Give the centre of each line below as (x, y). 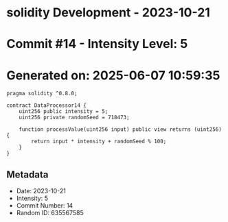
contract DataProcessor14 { (47, 106)
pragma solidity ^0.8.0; (42, 94)
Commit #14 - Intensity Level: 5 (97, 44)
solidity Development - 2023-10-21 (109, 13)
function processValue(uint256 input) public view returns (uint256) (121, 129)
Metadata (27, 174)
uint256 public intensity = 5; (64, 112)
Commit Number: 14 (45, 206)
